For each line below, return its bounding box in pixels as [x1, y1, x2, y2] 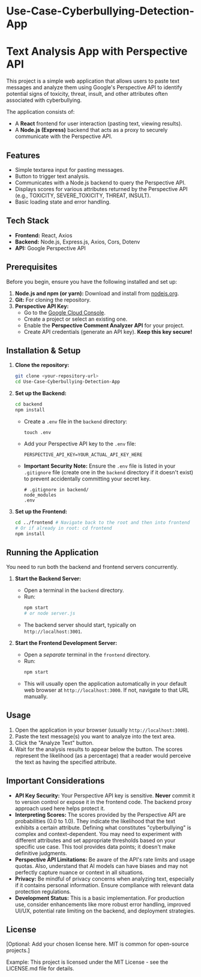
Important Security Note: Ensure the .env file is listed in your [23, 462, 176, 470]
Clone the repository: [14, 362, 70, 369]
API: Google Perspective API [14, 244, 86, 251]
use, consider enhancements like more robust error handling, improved [14, 900, 191, 908]
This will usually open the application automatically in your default [23, 680, 187, 687]
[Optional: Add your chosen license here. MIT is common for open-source [6, 940, 189, 947]
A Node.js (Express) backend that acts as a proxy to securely [14, 127, 168, 134]
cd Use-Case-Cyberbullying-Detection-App [14, 379, 120, 385]
